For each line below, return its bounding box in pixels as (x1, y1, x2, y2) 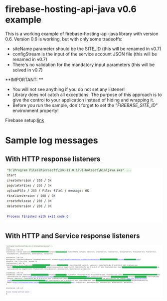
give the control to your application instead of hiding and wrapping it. (12, 96, 155, 103)
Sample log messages (5, 135, 98, 146)
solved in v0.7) (12, 66, 43, 73)
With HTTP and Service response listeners (5, 231, 141, 240)
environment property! (12, 107, 59, 113)
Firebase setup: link (5, 117, 44, 123)
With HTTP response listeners (5, 154, 101, 163)
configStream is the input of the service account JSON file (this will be (12, 51, 157, 57)
